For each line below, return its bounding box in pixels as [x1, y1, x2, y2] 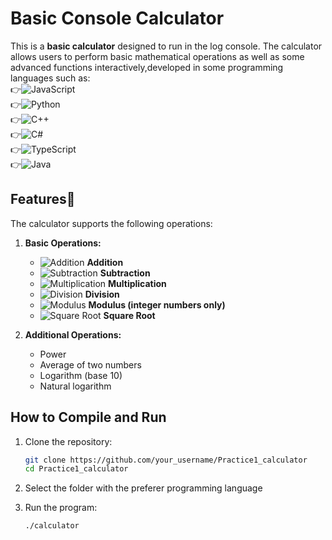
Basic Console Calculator [10, 7, 225, 30]
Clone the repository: [24, 435, 113, 447]
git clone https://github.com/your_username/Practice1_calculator [24, 455, 308, 465]
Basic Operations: [24, 237, 102, 249]
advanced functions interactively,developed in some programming [10, 61, 284, 73]
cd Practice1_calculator [24, 464, 129, 474]
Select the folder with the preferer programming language [24, 482, 263, 494]
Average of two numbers [39, 358, 142, 371]
